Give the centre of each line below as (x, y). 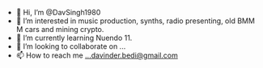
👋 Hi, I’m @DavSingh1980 (58, 12)
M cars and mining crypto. (60, 29)
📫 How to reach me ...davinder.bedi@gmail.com (97, 55)
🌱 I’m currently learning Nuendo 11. (74, 38)
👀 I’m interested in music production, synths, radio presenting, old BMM (135, 21)
